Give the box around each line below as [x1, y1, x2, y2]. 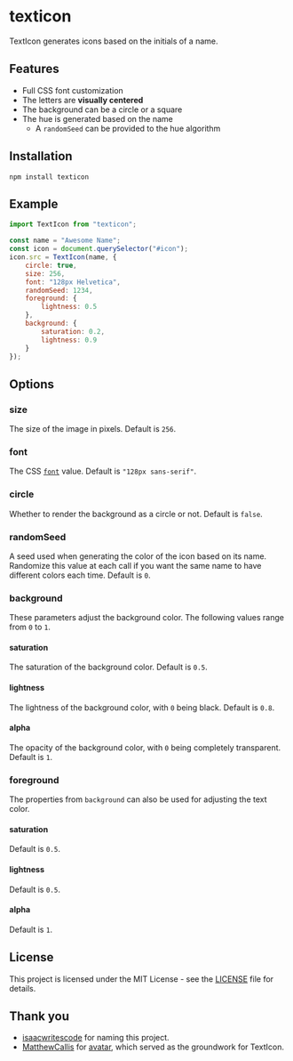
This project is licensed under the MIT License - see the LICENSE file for [9, 973, 273, 984]
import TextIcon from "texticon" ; [9, 220, 138, 229]
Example [9, 196, 59, 211]
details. [9, 983, 36, 993]
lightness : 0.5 [41, 303, 98, 312]
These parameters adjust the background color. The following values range [9, 612, 284, 623]
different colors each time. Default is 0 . [9, 570, 151, 580]
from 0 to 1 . [9, 621, 51, 633]
